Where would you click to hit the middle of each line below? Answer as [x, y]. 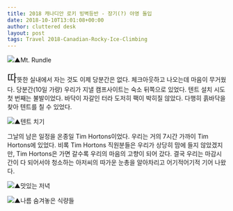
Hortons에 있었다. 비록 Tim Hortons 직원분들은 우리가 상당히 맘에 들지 [103, 145]
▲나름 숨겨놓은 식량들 [44, 201]
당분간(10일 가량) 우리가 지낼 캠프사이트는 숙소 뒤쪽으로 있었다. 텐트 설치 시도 [121, 90]
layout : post [26, 33]
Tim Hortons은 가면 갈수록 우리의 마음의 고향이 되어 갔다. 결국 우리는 [110, 154]
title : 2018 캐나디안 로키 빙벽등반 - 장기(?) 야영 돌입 [80, 14]
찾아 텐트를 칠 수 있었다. [40, 107]
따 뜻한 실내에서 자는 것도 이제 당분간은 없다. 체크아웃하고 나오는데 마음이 [107, 78]
